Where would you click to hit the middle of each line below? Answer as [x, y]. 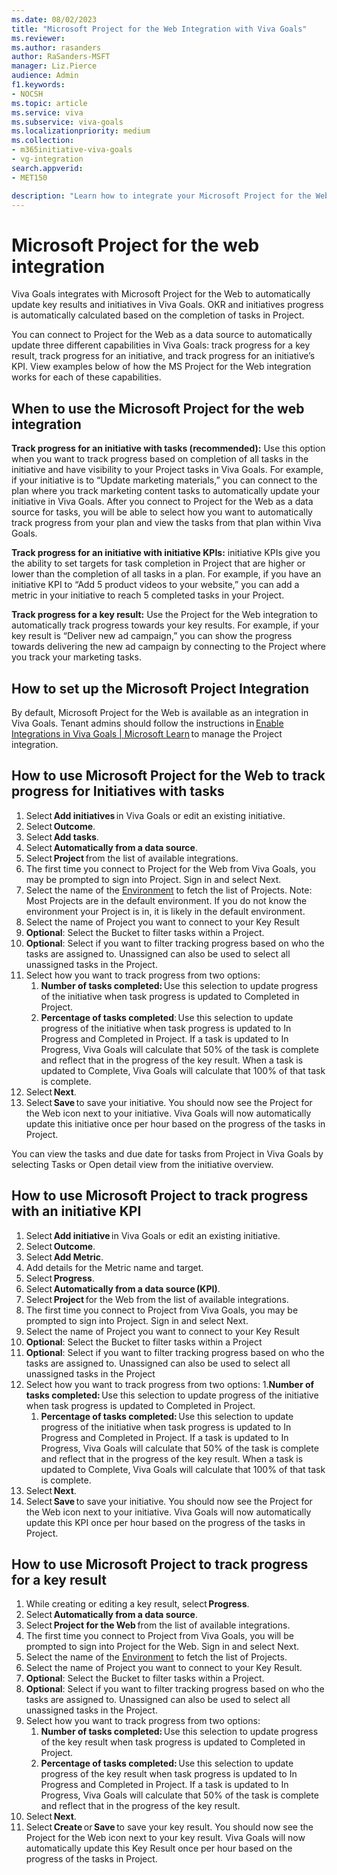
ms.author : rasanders [56, 47]
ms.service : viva [47, 112]
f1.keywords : [38, 85]
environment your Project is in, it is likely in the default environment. [165, 911]
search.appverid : [47, 168]
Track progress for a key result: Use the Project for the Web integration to [164, 615]
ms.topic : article [49, 103]
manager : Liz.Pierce [54, 66]
